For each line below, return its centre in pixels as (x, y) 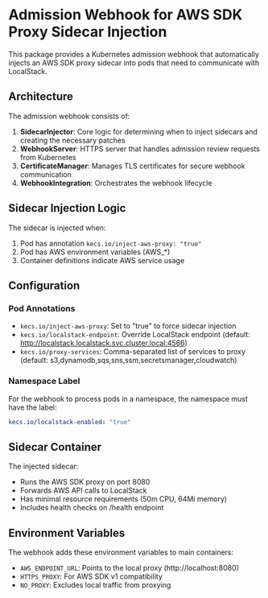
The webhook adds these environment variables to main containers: (121, 552)
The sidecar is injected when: (57, 228)
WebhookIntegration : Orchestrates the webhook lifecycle (116, 183)
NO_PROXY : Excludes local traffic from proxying (95, 585)
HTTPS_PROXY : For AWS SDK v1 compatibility (91, 576)
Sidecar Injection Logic (67, 208)
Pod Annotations (42, 308)
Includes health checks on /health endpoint (92, 508)
